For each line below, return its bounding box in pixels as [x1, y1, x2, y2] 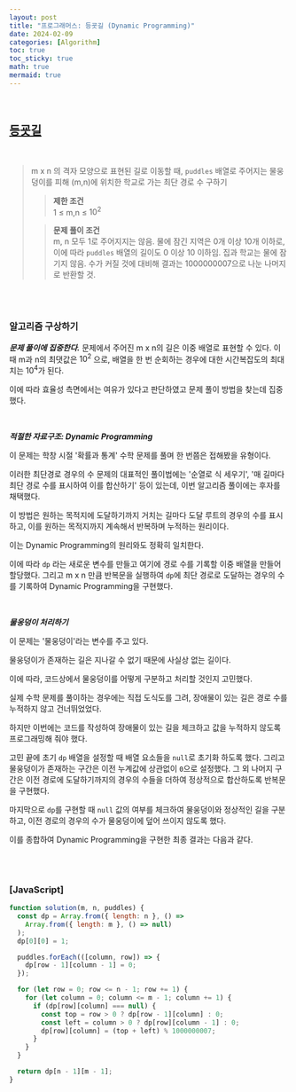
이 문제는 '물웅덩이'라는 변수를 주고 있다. [9, 635, 149, 646]
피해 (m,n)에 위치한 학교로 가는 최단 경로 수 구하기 [54, 177, 228, 187]
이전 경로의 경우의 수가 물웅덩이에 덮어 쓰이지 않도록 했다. [27, 815, 227, 826]
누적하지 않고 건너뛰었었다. [9, 703, 102, 714]
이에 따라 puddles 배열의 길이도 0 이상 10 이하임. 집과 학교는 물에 [52, 247, 277, 258]
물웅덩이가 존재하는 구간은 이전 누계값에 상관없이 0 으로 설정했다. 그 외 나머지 [9, 763, 273, 774]
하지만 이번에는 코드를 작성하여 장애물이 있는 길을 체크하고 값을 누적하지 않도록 [9, 722, 282, 733]
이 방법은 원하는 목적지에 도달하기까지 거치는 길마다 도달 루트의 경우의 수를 [9, 509, 268, 520]
